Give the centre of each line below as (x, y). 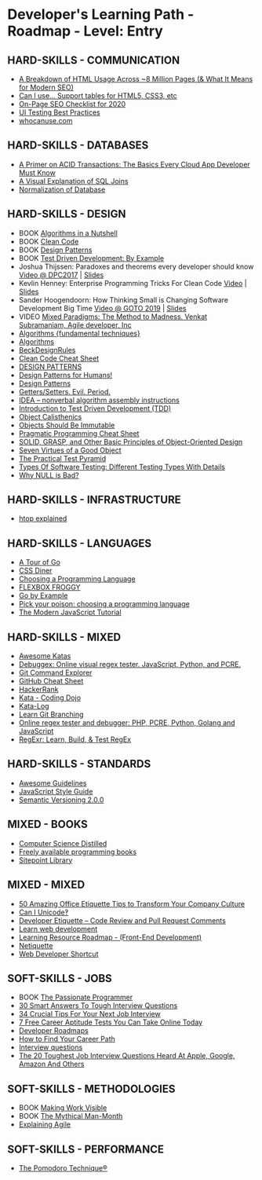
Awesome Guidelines (53, 782)
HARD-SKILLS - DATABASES (78, 146)
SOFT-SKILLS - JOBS (60, 978)
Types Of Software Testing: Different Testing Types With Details (122, 467)
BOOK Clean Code (49, 241)
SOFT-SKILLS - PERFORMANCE (86, 1149)
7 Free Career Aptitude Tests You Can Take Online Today (111, 1022)
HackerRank (38, 690)
